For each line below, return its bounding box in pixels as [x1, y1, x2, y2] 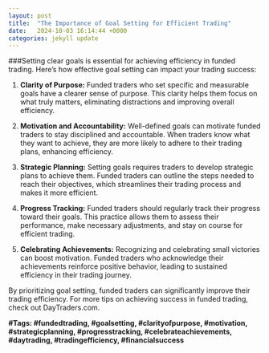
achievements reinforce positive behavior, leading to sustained [19, 262, 227, 271]
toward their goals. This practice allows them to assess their [19, 212, 219, 221]
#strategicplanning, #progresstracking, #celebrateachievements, [8, 327, 233, 337]
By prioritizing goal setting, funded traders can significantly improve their [8, 286, 251, 295]
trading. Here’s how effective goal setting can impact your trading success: [8, 65, 257, 75]
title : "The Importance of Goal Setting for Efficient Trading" [8, 19, 231, 27]
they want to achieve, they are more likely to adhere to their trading [19, 138, 243, 148]
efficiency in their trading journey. [19, 270, 132, 280]
